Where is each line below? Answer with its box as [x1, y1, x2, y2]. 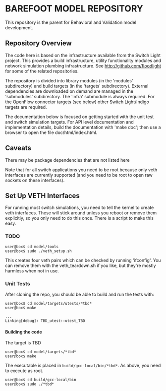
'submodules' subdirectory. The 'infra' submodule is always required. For [5, 93, 155, 99]
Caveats [5, 144, 31, 152]
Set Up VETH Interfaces [5, 192, 80, 200]
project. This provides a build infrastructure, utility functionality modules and [5, 58, 162, 64]
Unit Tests [5, 280, 31, 287]
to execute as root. [5, 368, 44, 374]
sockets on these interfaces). [5, 177, 65, 183]
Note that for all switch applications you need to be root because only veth [5, 167, 158, 173]
